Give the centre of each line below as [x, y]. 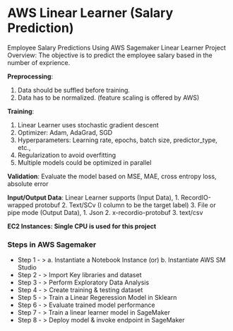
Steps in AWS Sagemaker [52, 244]
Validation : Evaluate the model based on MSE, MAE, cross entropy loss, [112, 176]
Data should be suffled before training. [74, 90]
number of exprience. [39, 62]
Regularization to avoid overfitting [67, 155]
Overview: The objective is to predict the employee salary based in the [110, 55]
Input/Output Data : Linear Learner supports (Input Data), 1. [94, 197]
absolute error [28, 184]
